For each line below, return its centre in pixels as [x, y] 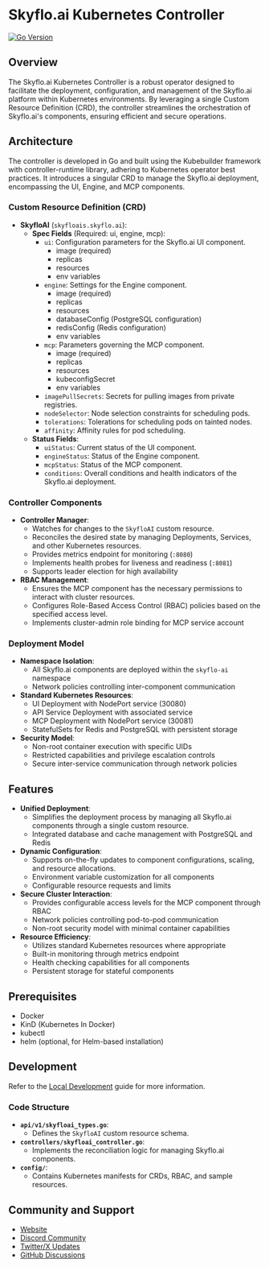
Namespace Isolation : [57, 661]
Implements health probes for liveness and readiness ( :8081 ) [132, 563]
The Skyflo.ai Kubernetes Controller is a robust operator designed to [122, 81]
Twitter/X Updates [50, 1246]
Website [34, 1229]
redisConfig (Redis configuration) [111, 327]
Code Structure [39, 1107]
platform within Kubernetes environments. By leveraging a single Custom [129, 99]
